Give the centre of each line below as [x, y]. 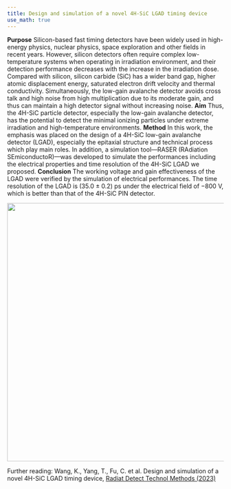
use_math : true [29, 20]
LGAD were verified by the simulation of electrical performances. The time [112, 178]
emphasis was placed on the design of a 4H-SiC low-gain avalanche [104, 134]
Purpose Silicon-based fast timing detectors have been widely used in [107, 39]
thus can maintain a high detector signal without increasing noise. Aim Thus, [115, 105]
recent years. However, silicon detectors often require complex [96, 54]
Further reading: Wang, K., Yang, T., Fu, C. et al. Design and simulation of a [113, 471]
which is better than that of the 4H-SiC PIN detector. [81, 193]
